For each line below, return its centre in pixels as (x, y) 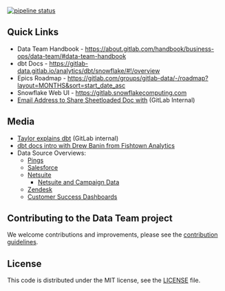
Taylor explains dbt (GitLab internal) (68, 138)
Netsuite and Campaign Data (78, 182)
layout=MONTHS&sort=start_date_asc (71, 85)
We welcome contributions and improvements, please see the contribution (112, 235)
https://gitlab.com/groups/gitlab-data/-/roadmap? (138, 78)
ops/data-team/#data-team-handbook (72, 56)
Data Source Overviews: (51, 153)
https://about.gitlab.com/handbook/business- (150, 49)
